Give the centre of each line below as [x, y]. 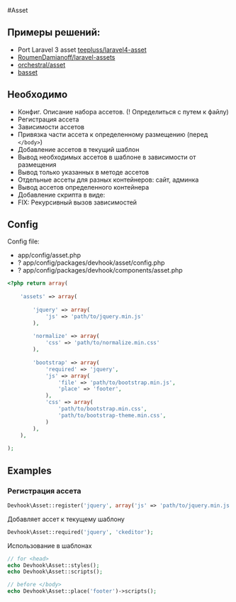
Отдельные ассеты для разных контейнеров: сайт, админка [108, 180]
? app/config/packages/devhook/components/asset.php [100, 270]
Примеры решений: [54, 32]
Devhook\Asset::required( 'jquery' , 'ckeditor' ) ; [80, 532]
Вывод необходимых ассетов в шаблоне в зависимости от [107, 157]
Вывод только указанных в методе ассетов [83, 172]
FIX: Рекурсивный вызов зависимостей [77, 202]
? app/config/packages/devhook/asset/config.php [91, 263]
